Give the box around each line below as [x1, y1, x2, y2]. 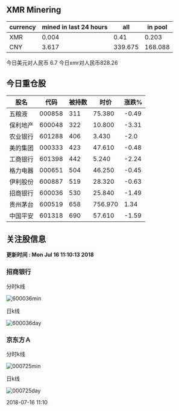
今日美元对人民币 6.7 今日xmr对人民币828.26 [6, 59, 118, 66]
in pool [147, 22, 168, 31]
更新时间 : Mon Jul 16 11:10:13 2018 [6, 251, 95, 259]
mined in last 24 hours [42, 22, 108, 31]
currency [9, 22, 36, 31]
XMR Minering [6, 5, 61, 15]
